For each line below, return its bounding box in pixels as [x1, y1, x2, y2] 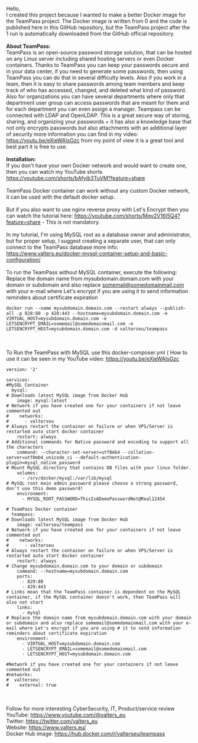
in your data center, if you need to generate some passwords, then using [6, 68, 183, 74]
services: [6, 377, 31, 383]
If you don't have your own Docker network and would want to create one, [6, 162, 187, 169]
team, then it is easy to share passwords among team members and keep [6, 80, 185, 87]
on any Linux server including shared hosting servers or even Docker [6, 56, 174, 62]
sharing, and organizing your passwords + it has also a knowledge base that [6, 118, 192, 125]
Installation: [6, 156, 37, 163]
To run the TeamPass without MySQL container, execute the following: [6, 269, 177, 275]
